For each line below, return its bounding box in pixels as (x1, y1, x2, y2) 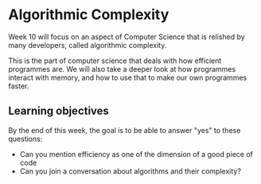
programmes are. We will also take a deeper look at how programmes (8, 64, 236, 73)
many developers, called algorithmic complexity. (8, 40, 167, 49)
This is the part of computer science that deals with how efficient (8, 56, 222, 65)
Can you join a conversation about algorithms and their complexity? (19, 166, 241, 176)
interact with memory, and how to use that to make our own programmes (8, 72, 247, 82)
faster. (8, 81, 29, 91)
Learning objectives (8, 104, 110, 118)
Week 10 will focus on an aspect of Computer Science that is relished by (8, 32, 245, 41)
